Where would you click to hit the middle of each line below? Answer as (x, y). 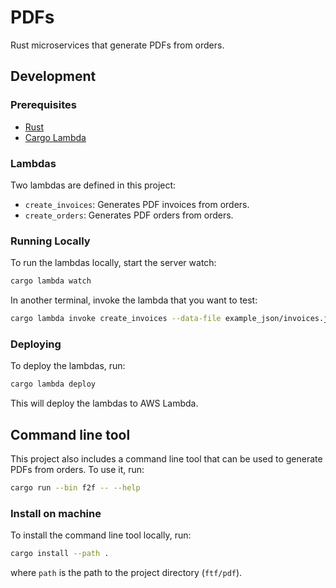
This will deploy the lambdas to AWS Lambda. (104, 403)
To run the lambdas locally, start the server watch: (113, 263)
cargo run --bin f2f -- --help (75, 487)
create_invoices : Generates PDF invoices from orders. (137, 204)
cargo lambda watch (51, 281)
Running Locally (50, 241)
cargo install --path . (60, 554)
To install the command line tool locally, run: (101, 535)
